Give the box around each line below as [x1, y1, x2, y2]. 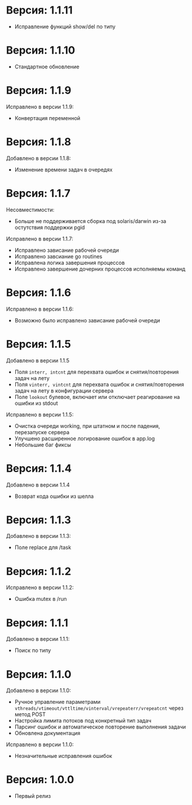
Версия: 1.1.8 [6, 135, 72, 148]
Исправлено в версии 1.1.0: [6, 741, 74, 748]
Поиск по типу [14, 647, 51, 654]
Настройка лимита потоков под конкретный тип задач [14, 717, 151, 724]
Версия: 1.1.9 [6, 84, 72, 97]
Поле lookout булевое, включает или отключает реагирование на [14, 393, 180, 400]
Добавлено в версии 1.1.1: [6, 636, 70, 643]
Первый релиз [14, 793, 51, 800]
